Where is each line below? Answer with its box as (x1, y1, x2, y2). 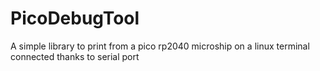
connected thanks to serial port (10, 50, 140, 62)
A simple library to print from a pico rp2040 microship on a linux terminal (10, 40, 310, 52)
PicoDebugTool (10, 7, 140, 30)
